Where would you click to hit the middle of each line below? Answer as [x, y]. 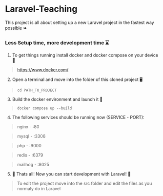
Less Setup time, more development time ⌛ [57, 42]
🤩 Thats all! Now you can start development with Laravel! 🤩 [71, 174]
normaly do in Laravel [39, 189]
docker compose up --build [44, 108]
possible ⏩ [16, 28]
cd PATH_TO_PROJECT [37, 90]
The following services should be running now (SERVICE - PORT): [78, 118]
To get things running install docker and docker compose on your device [85, 55]
